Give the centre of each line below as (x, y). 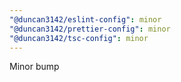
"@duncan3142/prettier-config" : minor (90, 29)
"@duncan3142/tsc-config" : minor (79, 38)
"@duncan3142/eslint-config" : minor (85, 19)
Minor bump (34, 67)
